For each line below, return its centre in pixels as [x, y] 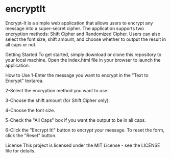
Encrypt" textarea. [25, 81]
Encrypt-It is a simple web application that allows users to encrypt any [79, 23]
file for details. [20, 150]
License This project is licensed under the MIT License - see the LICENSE [83, 145]
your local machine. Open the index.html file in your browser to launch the [83, 60]
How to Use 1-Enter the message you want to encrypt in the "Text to [77, 75]
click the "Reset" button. [31, 135]
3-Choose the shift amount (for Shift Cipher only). [58, 100]
